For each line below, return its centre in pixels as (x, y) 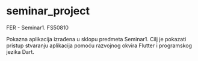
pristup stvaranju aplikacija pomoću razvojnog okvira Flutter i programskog (99, 45)
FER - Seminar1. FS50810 (38, 28)
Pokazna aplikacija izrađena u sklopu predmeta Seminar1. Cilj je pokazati (96, 39)
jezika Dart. (20, 51)
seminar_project (48, 11)
